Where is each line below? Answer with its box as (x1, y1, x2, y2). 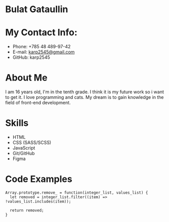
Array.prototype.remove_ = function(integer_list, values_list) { (5, 190, 148, 195)
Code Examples (5, 173, 72, 185)
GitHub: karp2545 (12, 54, 51, 60)
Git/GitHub (12, 151, 35, 156)
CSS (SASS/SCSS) (12, 139, 52, 145)
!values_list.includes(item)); (5, 199, 71, 204)
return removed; (10, 208, 44, 213)
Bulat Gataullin (5, 4, 68, 15)
